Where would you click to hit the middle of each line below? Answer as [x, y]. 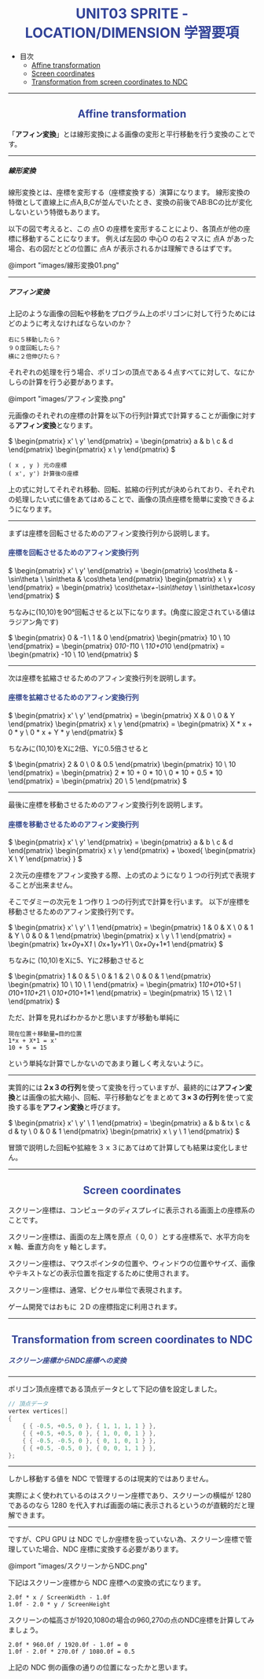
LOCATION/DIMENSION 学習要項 [132, 33]
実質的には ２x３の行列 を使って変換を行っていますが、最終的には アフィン [127, 1088]
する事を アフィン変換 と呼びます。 [70, 1108]
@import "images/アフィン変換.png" [67, 398]
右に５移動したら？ [35, 340]
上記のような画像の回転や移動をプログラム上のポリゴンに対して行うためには [132, 313]
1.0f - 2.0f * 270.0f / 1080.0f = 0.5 [71, 1652]
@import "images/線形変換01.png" [64, 265]
